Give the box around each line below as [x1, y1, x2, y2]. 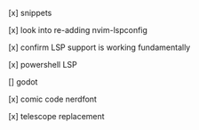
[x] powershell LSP [8, 60, 77, 69]
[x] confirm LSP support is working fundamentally [8, 42, 191, 53]
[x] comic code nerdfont [8, 93, 97, 104]
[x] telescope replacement [8, 111, 105, 121]
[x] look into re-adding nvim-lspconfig [8, 25, 148, 35]
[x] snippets [8, 8, 52, 18]
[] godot [8, 77, 38, 87]
